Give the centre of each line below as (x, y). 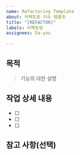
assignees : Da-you (28, 33)
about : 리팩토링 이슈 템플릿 (36, 17)
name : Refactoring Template (40, 11)
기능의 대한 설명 (38, 78)
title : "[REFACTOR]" (31, 22)
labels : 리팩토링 (25, 28)
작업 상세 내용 (29, 99)
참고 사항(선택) (31, 145)
